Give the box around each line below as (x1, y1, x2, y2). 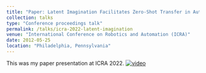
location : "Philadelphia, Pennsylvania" (6, 43, 112, 49)
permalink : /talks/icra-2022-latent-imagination (6, 26, 133, 32)
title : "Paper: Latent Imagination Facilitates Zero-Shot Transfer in (6, 9, 191, 15)
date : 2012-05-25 (6, 37, 51, 43)
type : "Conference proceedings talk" (6, 20, 103, 26)
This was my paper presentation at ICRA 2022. (6, 59, 124, 67)
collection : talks (6, 15, 53, 21)
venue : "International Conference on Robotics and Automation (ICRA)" (6, 32, 191, 38)
